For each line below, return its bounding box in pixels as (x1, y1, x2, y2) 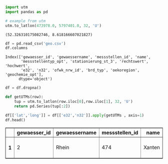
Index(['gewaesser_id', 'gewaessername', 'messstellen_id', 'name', (5, 55, 151, 60)
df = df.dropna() (5, 85, 41, 90)
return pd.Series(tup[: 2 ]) (14, 103, 70, 109)
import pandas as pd (5, 9, 48, 15)
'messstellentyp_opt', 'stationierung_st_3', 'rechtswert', (20, 59, 149, 64)
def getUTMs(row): (5, 94, 43, 100)
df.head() (5, 117, 26, 122)
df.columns (5, 46, 28, 51)
